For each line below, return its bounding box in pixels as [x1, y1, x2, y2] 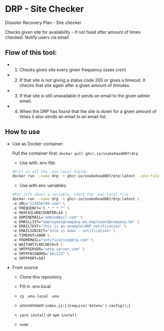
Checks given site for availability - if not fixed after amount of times [5, 29, 141, 35]
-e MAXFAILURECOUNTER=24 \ [12, 210, 68, 215]
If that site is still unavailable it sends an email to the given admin [19, 93, 150, 98]
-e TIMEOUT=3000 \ [12, 233, 50, 238]
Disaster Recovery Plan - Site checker [5, 20, 82, 25]
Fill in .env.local [19, 284, 51, 289]
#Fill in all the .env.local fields [12, 169, 87, 174]
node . [19, 322, 33, 328]
